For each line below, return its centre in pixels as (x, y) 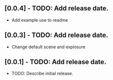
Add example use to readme (40, 20)
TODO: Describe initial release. (42, 73)
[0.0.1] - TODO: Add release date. (56, 62)
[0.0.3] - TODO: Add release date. (56, 35)
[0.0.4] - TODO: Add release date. (56, 8)
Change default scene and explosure (48, 47)
